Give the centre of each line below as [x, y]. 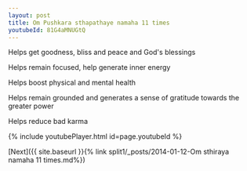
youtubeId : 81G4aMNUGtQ [47, 30]
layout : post [29, 15]
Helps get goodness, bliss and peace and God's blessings [102, 53]
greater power [31, 106]
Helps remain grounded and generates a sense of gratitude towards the [124, 98]
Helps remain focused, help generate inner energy [89, 67]
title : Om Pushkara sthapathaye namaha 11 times [89, 23]
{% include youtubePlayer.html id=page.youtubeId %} [95, 136]
